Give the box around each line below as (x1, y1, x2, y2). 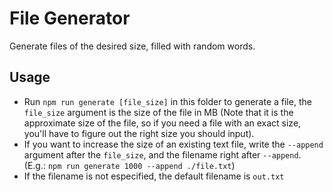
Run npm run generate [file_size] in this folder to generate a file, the (23, 95, 312, 107)
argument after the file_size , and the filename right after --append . (23, 148, 302, 161)
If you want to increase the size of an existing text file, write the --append (23, 138, 324, 150)
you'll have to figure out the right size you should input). (23, 127, 255, 139)
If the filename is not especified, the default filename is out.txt (23, 170, 285, 182)
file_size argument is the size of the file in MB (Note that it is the (23, 106, 294, 118)
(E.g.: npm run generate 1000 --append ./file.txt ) (23, 159, 236, 171)
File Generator (9, 7, 131, 30)
